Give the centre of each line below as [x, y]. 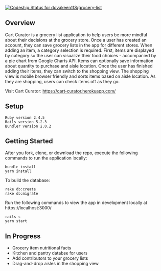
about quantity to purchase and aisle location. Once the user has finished [79, 66]
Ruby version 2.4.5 [25, 117]
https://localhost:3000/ [28, 208]
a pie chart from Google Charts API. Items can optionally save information [79, 61]
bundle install [21, 167]
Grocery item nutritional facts [42, 248]
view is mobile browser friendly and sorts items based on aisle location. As [80, 76]
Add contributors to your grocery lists [50, 258]
